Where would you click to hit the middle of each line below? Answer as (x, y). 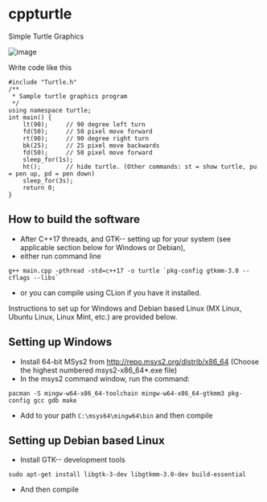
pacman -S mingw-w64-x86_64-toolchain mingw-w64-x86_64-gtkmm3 (117, 393)
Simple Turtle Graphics (46, 36)
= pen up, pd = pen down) (51, 174)
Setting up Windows (60, 342)
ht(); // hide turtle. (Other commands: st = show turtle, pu (140, 167)
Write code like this (40, 67)
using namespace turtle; (50, 110)
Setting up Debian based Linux (86, 440)
